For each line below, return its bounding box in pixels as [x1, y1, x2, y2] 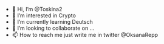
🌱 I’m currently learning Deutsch [12, 18, 93, 25]
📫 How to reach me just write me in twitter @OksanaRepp [12, 32, 159, 38]
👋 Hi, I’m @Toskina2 [12, 6, 63, 12]
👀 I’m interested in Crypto [12, 12, 76, 19]
